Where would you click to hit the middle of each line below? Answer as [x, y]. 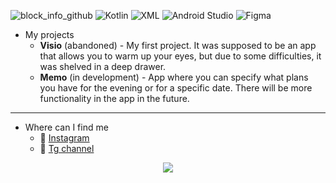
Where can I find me [66, 127]
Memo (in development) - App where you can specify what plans [174, 77]
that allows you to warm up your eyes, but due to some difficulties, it [180, 56]
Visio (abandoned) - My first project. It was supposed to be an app [178, 45]
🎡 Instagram [64, 138]
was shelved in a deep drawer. [103, 66]
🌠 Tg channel [67, 148]
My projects [49, 34]
